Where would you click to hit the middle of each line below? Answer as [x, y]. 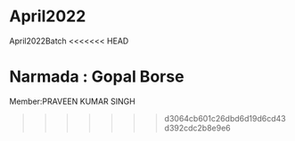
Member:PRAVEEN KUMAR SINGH [72, 101]
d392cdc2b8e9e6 [198, 128]
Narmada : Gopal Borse [97, 77]
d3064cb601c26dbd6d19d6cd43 [225, 118]
